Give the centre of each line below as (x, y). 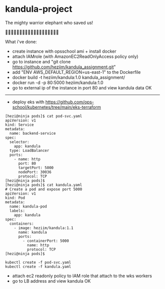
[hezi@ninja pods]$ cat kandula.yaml (44, 185)
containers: (22, 224)
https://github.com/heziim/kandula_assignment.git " (64, 67)
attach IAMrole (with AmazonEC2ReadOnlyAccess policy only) (75, 56)
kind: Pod (15, 198)
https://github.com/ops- (70, 102)
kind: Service (20, 125)
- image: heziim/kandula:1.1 (44, 228)
